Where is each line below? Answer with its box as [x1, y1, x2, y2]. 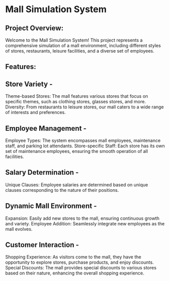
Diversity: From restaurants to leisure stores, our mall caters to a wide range [5, 104, 164, 110]
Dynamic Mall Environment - [5, 202, 97, 211]
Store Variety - [5, 79, 53, 88]
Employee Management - [5, 124, 87, 133]
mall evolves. [5, 226, 33, 232]
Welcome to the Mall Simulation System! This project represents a [5, 37, 143, 43]
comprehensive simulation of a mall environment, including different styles [5, 43, 161, 49]
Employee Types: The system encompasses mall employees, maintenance [5, 138, 161, 144]
